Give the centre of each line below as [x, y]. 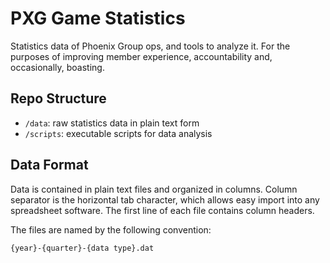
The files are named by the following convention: [111, 229]
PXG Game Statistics [98, 18]
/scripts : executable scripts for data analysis [118, 133]
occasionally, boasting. [57, 67]
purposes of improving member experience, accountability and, [141, 56]
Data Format [49, 165]
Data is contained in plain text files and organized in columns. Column [154, 189]
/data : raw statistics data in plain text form [112, 123]
